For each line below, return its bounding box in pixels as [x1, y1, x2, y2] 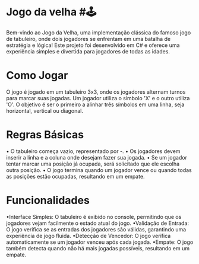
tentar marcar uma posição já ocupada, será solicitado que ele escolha [6, 160, 180, 167]
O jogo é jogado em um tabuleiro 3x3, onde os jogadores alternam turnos [6, 88, 186, 96]
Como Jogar [6, 69, 68, 82]
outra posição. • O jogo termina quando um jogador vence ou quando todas [6, 166, 192, 173]
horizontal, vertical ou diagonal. [6, 107, 84, 114]
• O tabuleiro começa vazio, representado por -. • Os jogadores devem [6, 147, 181, 155]
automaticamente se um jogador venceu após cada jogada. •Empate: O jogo [6, 238, 194, 246]
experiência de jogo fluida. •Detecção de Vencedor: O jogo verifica [6, 232, 171, 239]
